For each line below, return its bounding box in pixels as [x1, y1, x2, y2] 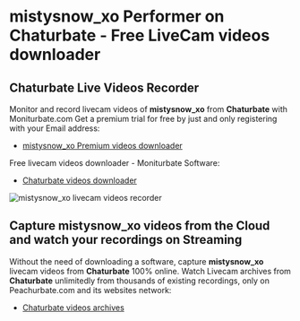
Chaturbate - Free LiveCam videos [9, 25, 270, 46]
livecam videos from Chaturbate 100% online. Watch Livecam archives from [9, 265, 291, 276]
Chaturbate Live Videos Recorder [9, 80, 200, 95]
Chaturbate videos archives [21, 302, 125, 313]
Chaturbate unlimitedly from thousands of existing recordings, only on [9, 275, 270, 286]
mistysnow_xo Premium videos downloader [21, 141, 184, 151]
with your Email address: [9, 123, 100, 134]
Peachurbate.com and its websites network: [9, 284, 172, 295]
